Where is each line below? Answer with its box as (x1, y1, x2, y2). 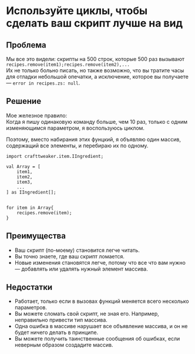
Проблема (6, 40, 47, 50)
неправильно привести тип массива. (14, 316, 107, 323)
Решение (6, 96, 42, 106)
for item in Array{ (6, 204, 54, 211)
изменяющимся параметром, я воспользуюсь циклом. (6, 124, 145, 132)
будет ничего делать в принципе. (14, 329, 99, 336)
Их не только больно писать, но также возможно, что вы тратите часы (6, 67, 184, 74)
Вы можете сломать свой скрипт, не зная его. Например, (14, 310, 160, 318)
